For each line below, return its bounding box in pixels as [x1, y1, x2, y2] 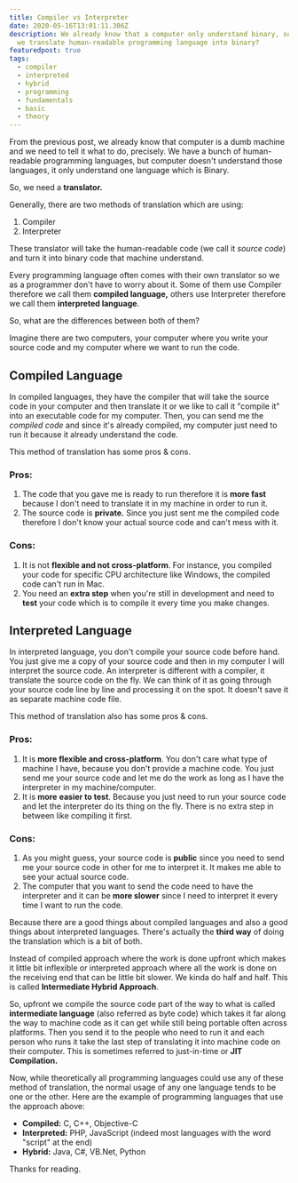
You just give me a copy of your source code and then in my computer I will [9, 656, 286, 667]
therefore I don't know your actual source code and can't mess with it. [21, 517, 279, 528]
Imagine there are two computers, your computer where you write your [9, 332, 269, 343]
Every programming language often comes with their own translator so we [9, 270, 280, 281]
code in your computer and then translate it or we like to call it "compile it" [9, 401, 280, 412]
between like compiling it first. [21, 810, 133, 820]
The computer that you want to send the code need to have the [21, 881, 254, 891]
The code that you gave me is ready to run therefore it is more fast [21, 489, 266, 500]
